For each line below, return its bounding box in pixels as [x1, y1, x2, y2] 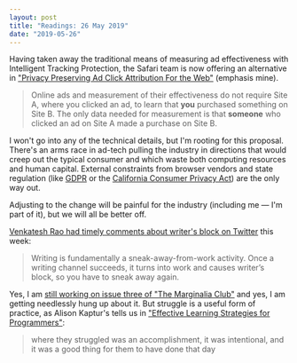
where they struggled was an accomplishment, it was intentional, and [30, 335, 285, 345]
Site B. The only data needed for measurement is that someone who [30, 108, 282, 120]
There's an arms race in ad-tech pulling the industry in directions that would [9, 145, 286, 155]
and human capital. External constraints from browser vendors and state [9, 163, 273, 174]
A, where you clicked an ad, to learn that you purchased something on [30, 99, 288, 110]
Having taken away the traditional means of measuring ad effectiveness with [9, 54, 289, 65]
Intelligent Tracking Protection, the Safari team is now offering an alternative [9, 63, 287, 74]
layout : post [9, 12, 58, 22]
